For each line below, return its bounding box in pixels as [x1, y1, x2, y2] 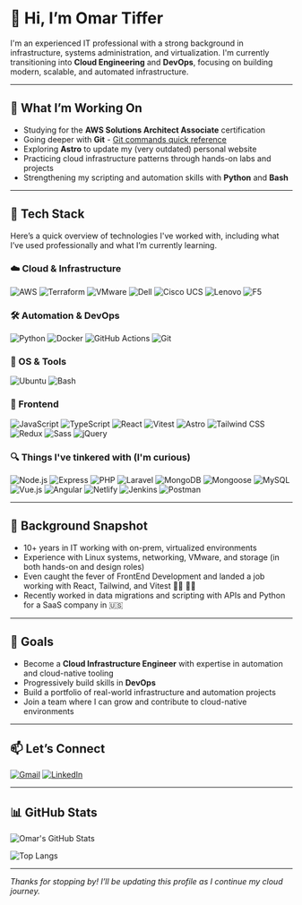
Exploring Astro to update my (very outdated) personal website [22, 143, 257, 154]
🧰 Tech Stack [10, 206, 85, 222]
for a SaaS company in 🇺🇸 [22, 599, 124, 610]
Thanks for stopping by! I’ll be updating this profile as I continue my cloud [10, 876, 283, 887]
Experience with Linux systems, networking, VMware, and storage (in [22, 551, 280, 563]
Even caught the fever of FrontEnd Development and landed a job [22, 571, 265, 582]
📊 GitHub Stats [10, 805, 98, 820]
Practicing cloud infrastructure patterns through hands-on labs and [22, 152, 272, 164]
